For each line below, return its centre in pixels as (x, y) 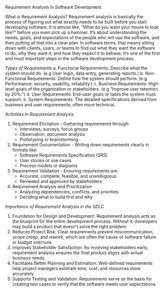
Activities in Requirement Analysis (40, 114)
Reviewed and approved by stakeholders (61, 181)
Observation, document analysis (52, 134)
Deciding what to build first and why (56, 197)
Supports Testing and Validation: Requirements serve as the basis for (82, 279)
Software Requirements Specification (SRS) (64, 155)
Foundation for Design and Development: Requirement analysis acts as (84, 216)
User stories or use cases (45, 160)
